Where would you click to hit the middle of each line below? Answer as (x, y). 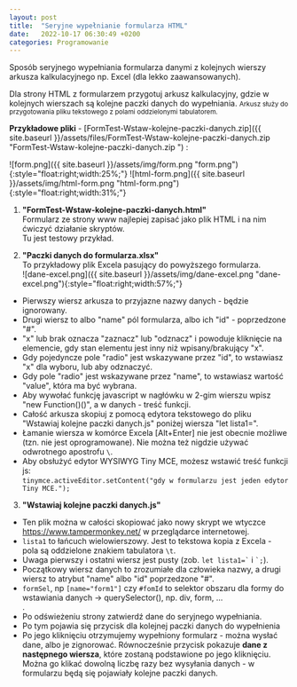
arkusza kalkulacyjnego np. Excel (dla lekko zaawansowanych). (125, 77)
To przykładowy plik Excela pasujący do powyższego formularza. (141, 265)
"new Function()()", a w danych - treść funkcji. (106, 405)
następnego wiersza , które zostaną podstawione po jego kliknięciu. (146, 654)
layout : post (33, 17)
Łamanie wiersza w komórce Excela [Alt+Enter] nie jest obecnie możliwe (155, 433)
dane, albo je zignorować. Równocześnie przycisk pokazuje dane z (145, 645)
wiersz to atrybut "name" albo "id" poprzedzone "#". (118, 579)
